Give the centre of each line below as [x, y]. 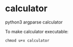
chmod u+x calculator [27, 40]
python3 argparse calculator [34, 22]
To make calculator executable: [37, 31]
